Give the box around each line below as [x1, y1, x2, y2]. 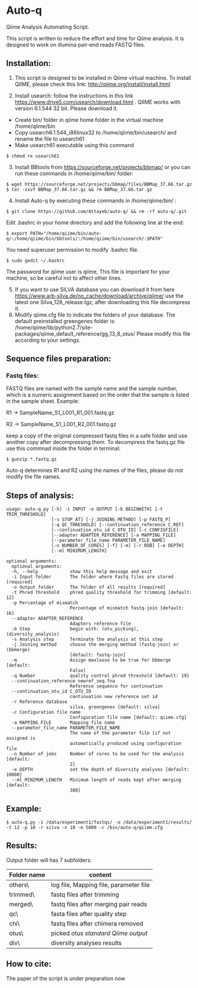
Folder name [9, 870, 46, 878]
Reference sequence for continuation [69, 683, 163, 689]
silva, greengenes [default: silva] [69, 704, 161, 710]
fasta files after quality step [50, 909, 127, 918]
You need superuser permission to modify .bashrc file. [6, 246, 139, 253]
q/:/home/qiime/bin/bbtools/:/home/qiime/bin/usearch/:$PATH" [6, 236, 163, 242]
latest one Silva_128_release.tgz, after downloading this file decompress [14, 298, 191, 305]
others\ [9, 880, 30, 889]
